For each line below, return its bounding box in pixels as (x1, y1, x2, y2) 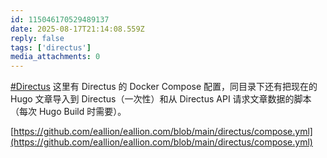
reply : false (10, 33, 65, 43)
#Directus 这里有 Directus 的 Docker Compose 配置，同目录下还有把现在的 (10, 81, 318, 93)
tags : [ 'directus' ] (10, 42, 92, 53)
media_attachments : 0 (10, 52, 101, 62)
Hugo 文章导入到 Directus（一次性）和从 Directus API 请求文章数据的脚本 (10, 93, 312, 105)
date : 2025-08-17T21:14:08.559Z (10, 24, 145, 34)
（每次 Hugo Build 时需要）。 (10, 106, 127, 118)
